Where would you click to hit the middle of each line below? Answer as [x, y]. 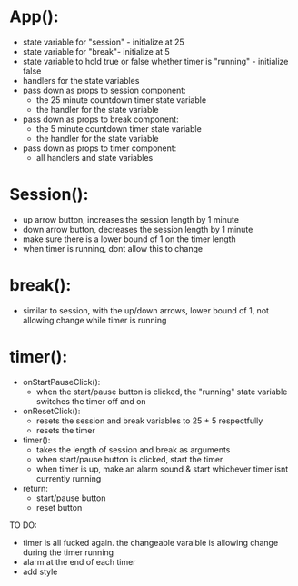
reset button [59, 507]
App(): [34, 17]
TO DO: [24, 525]
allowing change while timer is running [94, 320]
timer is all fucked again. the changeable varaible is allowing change [150, 542]
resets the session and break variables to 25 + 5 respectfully [149, 421]
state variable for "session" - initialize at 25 [103, 42]
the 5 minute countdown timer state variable [119, 128]
